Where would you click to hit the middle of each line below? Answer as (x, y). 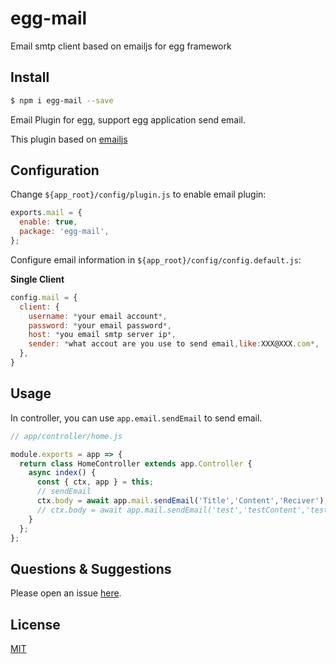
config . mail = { (44, 297)
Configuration (55, 170)
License (35, 624)
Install (30, 77)
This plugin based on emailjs (69, 139)
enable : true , (48, 222)
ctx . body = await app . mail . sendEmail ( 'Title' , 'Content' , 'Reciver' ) (180, 501)
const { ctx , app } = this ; (95, 482)
